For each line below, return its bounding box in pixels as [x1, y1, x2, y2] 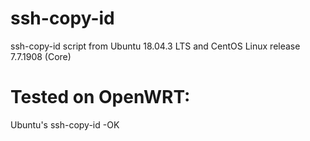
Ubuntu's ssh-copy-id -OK [10, 118, 120, 131]
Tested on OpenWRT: [10, 86, 191, 109]
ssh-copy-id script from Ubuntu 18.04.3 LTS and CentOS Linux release [10, 40, 301, 52]
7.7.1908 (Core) [10, 50, 72, 62]
